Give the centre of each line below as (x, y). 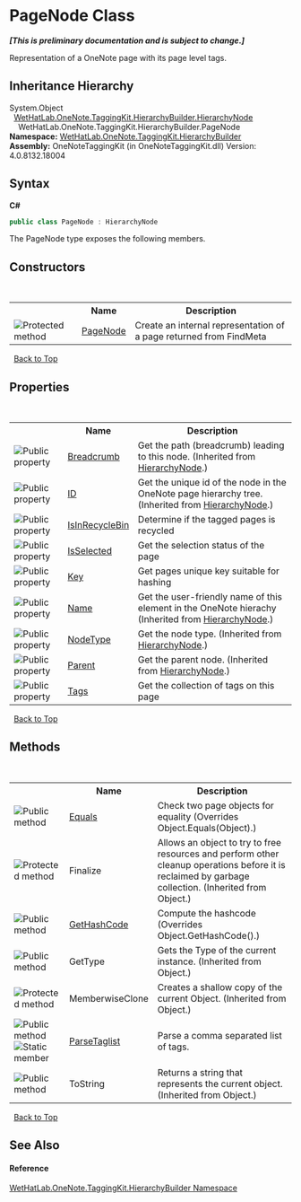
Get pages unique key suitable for (209, 571)
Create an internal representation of (210, 326)
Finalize (85, 870)
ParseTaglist (95, 1040)
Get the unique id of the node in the (212, 483)
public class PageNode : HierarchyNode (84, 222)
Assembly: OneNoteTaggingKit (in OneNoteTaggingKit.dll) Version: (133, 145)
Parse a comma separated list (219, 1035)
